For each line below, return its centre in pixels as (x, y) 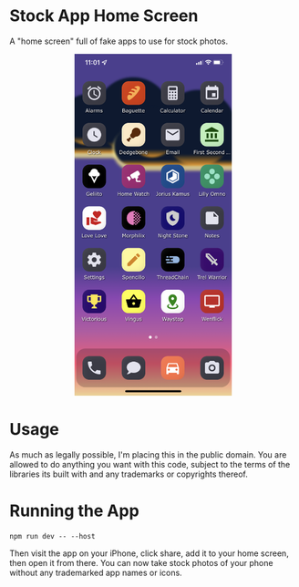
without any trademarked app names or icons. (96, 572)
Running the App (74, 511)
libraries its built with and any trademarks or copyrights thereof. (129, 474)
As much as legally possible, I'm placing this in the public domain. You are (148, 454)
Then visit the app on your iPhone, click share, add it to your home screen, (149, 553)
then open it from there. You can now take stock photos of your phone (141, 562)
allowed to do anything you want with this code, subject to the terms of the (150, 464)
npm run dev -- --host (52, 536)
